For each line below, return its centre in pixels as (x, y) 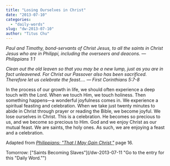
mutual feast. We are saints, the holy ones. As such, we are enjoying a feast (85, 127)
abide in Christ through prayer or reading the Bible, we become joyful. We (83, 111)
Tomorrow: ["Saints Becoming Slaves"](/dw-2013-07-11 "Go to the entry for (85, 153)
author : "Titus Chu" (28, 34)
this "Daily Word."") (26, 158)
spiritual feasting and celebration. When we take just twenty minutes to (80, 106)
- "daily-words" (28, 24)
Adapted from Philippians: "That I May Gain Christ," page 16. (69, 143)
